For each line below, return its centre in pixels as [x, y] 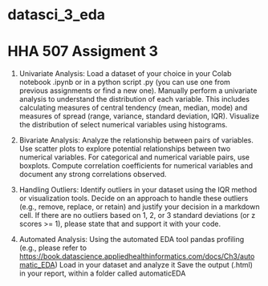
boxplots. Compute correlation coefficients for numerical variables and [136, 166]
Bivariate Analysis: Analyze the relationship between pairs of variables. [136, 140]
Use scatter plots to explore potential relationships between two [125, 149]
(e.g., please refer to [53, 248]
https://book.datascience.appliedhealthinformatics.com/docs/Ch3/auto [137, 256]
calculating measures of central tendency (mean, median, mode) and [133, 108]
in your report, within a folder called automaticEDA [102, 273]
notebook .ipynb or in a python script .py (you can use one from [124, 83]
